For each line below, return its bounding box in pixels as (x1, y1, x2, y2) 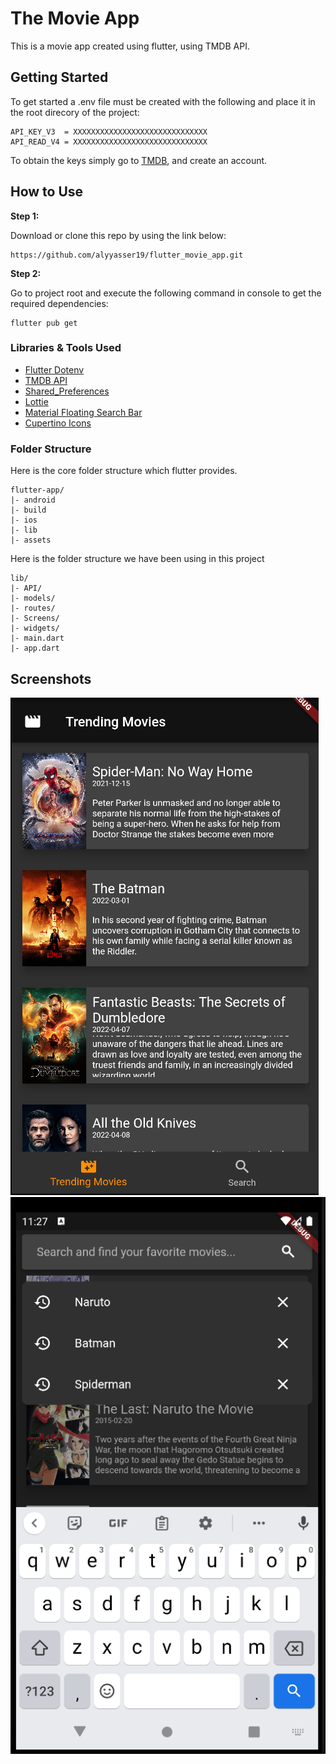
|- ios (10, 515, 38, 526)
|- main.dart (10, 633, 65, 644)
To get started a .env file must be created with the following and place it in (10, 95, 316, 107)
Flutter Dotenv (24, 363, 85, 376)
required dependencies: (10, 297, 109, 309)
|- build (10, 505, 47, 516)
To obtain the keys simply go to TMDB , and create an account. (10, 154, 268, 166)
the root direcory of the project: (10, 106, 140, 118)
